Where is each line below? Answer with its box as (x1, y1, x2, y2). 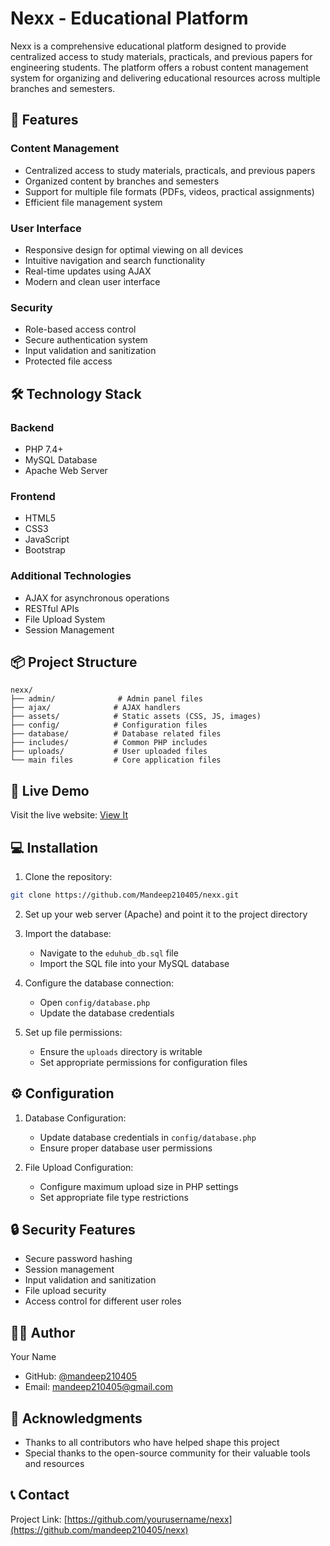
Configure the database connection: (24, 977, 174, 989)
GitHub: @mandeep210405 (24, 1370, 138, 1382)
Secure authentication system (24, 334, 148, 346)
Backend (10, 420, 55, 434)
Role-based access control (24, 323, 137, 336)
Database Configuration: (24, 1112, 127, 1124)
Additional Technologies (10, 569, 132, 583)
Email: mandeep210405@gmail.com (24, 1381, 173, 1393)
